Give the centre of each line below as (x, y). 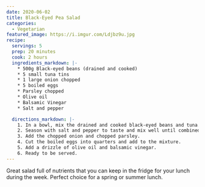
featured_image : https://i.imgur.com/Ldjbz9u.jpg (71, 35)
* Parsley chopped (41, 91)
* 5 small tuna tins (43, 74)
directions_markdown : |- (43, 119)
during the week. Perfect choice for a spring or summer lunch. (85, 177)
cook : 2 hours (30, 57)
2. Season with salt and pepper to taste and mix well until (96, 131)
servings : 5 (27, 46)
